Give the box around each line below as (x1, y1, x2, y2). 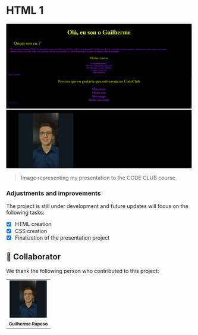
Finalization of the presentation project (14, 234, 110, 241)
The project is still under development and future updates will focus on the (6, 203, 188, 210)
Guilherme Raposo (8, 321, 48, 327)
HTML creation (14, 221, 52, 228)
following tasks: (6, 209, 45, 216)
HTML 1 (6, 4, 44, 17)
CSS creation (14, 227, 48, 234)
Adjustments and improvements (6, 189, 101, 197)
